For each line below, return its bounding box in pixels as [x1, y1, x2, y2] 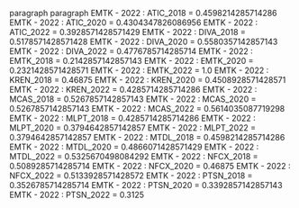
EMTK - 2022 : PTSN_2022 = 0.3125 [9, 189, 144, 200]
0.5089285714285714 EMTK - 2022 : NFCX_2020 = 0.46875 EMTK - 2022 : [9, 161, 291, 171]
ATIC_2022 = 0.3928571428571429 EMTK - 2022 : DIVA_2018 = [9, 27, 246, 37]
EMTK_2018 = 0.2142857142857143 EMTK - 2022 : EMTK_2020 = [9, 56, 254, 66]
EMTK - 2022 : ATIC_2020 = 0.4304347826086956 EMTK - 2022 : [9, 17, 258, 28]
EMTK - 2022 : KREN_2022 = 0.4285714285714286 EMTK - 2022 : [9, 85, 258, 95]
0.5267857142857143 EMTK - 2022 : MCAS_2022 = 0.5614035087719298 [9, 104, 285, 113]
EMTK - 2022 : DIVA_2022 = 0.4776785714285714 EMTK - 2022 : [9, 46, 254, 57]
